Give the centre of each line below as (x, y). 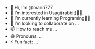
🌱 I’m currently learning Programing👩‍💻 (50, 18)
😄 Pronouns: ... (26, 36)
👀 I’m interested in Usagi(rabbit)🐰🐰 (46, 13)
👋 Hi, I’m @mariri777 (31, 8)
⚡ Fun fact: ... (24, 42)
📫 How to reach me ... (34, 29)
